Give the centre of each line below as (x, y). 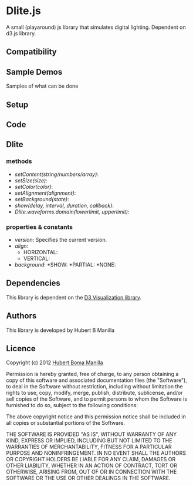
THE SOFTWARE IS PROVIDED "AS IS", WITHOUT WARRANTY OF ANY (92, 434)
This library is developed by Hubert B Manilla (60, 330)
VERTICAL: (37, 258)
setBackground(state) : (42, 199)
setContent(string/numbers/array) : (56, 174)
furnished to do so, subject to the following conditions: (72, 405)
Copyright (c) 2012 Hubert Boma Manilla (55, 362)
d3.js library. (21, 33)
